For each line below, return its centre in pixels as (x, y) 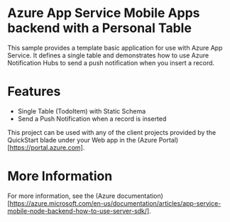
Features (34, 92)
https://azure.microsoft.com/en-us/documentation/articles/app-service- (115, 203)
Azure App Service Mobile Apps (104, 13)
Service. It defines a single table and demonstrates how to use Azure (108, 55)
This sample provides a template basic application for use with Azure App (115, 48)
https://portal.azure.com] (46, 148)
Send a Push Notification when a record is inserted (92, 118)
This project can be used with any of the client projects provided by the (112, 132)
